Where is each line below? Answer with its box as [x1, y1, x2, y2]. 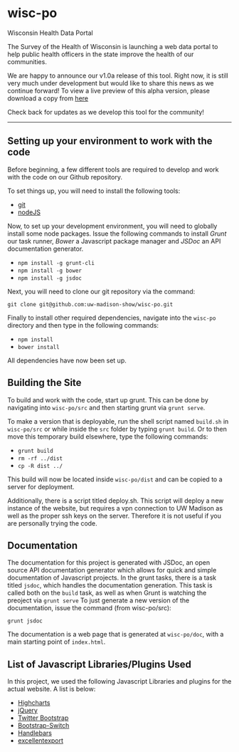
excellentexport [17, 736, 64, 745]
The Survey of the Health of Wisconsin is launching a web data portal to [7, 42, 218, 51]
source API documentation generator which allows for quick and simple [7, 566, 217, 575]
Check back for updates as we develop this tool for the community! [7, 108, 205, 116]
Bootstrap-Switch [17, 721, 70, 730]
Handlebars [17, 728, 52, 738]
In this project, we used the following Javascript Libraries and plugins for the [7, 677, 232, 686]
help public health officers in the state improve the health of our [7, 50, 194, 58]
